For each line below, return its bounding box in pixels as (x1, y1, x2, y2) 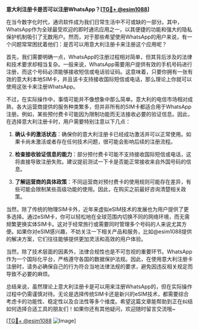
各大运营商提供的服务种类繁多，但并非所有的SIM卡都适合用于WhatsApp (16, 103, 191, 110)
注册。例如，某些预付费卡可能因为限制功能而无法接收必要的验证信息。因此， (6, 111, 193, 118)
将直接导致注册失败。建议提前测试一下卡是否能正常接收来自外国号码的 (14, 158, 187, 165)
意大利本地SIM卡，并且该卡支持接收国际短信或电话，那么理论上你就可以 (16, 76, 192, 83)
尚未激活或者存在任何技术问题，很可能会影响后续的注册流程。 (25, 138, 176, 145)
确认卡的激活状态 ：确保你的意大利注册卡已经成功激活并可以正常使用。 (14, 131, 187, 137)
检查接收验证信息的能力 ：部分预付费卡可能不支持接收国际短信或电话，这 (14, 151, 191, 158)
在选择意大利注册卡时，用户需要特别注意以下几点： (6, 118, 131, 125)
